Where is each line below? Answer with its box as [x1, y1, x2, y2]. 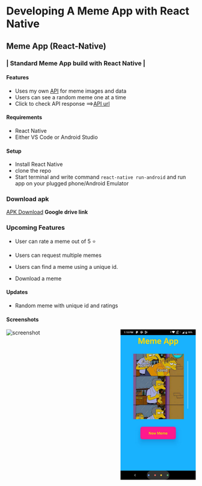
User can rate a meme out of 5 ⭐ [14, 238, 96, 245]
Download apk [6, 195, 49, 203]
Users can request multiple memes [14, 251, 102, 259]
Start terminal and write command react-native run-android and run [14, 173, 186, 181]
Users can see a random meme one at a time [14, 93, 126, 100]
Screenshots [6, 316, 39, 323]
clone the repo [14, 167, 52, 174]
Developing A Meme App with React [6, 4, 189, 18]
